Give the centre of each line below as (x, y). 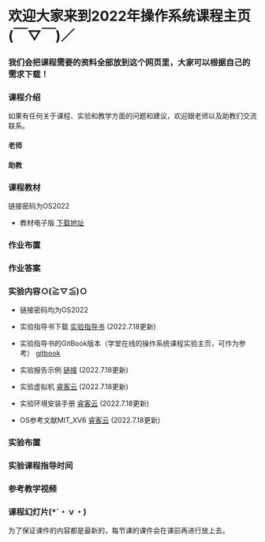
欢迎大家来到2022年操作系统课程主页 (129, 16)
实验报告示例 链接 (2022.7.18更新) (74, 370)
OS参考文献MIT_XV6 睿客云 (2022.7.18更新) (90, 420)
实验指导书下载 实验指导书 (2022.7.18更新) (88, 327)
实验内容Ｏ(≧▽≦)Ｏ (48, 291)
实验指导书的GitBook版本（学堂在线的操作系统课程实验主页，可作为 (129, 343)
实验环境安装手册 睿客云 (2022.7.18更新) (84, 403)
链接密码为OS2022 (39, 206)
